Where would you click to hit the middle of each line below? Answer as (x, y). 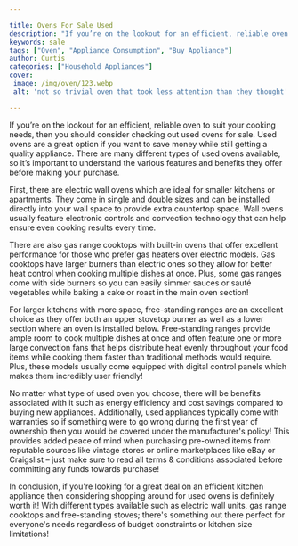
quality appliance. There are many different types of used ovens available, (145, 153)
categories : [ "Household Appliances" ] (81, 67)
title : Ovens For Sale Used (61, 25)
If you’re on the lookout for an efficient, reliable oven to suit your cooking (142, 125)
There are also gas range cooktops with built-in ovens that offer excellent (144, 244)
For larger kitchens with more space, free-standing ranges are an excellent (146, 310)
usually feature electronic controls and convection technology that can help (148, 218)
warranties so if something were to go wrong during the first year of (133, 421)
